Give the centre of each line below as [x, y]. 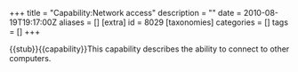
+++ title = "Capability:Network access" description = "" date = [125, 13]
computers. [30, 58]
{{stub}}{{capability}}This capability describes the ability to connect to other [149, 49]
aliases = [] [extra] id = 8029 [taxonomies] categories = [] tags [174, 22]
